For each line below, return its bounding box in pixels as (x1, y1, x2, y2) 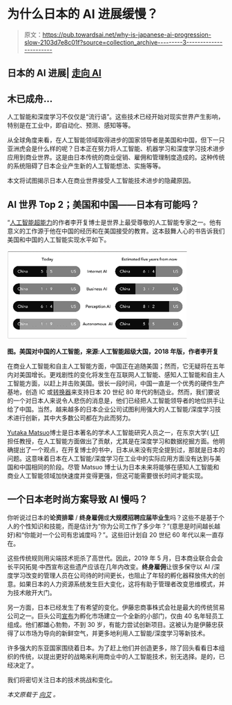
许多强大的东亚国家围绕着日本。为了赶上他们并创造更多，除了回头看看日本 (7, 644, 219, 652)
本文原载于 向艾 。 (7, 690, 59, 698)
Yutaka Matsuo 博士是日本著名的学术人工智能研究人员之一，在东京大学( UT (7, 428, 220, 436)
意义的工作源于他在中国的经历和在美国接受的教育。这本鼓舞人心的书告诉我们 (7, 226, 225, 235)
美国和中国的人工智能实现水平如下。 (7, 235, 110, 244)
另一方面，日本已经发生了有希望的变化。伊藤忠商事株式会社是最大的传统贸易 (7, 603, 225, 611)
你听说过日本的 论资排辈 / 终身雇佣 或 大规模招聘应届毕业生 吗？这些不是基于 (7, 513, 219, 521)
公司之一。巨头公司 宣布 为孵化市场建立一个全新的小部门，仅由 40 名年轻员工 (7, 612, 224, 620)
